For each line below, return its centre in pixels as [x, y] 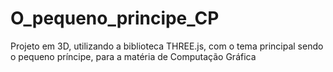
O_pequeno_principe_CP [115, 18]
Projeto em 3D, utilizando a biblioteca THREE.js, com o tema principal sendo [167, 46]
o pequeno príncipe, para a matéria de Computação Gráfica [133, 56]
